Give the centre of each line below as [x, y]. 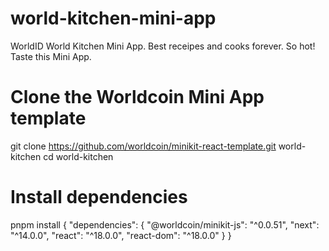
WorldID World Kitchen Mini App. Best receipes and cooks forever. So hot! [163, 46]
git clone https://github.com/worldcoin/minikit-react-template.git [143, 146]
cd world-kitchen [78, 156]
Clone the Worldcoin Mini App [137, 97]
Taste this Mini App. [51, 56]
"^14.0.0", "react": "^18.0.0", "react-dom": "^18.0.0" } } [121, 235]
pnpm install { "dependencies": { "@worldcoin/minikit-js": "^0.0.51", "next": [165, 224]
